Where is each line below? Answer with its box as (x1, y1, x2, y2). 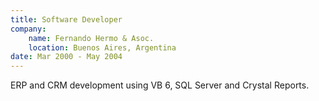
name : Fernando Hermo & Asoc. (28, 33, 155, 43)
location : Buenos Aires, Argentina (28, 42, 177, 53)
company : (10, 24, 47, 34)
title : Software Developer (10, 14, 123, 25)
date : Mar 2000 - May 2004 (10, 52, 123, 62)
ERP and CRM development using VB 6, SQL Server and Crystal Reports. (10, 79, 310, 91)
